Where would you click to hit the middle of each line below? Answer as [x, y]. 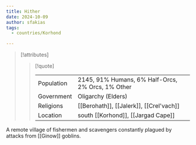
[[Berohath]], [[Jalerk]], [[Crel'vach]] [129, 106]
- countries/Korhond [36, 33]
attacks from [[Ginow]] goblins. [43, 136]
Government [55, 97]
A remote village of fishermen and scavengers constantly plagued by [89, 130]
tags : [13, 28]
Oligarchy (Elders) [103, 97]
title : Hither [23, 11]
